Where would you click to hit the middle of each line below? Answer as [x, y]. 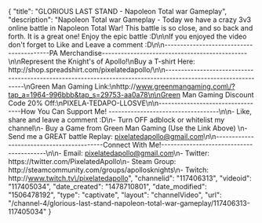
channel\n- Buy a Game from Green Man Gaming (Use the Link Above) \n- [128, 128]
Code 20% [25, 103]
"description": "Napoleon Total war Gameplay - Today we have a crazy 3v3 [130, 20]
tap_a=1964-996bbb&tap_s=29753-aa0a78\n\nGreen [94, 95]
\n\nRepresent [31, 61]
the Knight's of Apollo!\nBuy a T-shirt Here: [126, 61]
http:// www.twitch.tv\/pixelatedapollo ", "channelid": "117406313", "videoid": [130, 178]
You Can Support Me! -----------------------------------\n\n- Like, [145, 111]
